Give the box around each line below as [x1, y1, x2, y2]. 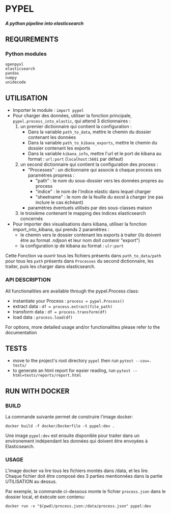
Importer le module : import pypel [12, 107, 84, 113]
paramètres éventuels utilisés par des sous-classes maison [27, 205, 153, 211]
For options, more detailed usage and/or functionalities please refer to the [5, 324, 160, 330]
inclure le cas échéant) [35, 200, 84, 206]
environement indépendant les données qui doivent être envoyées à [5, 438, 148, 444]
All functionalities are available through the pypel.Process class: [5, 288, 139, 294]
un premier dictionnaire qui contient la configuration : [20, 124, 132, 130]
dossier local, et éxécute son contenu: [5, 494, 85, 500]
